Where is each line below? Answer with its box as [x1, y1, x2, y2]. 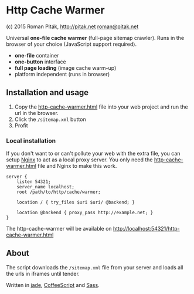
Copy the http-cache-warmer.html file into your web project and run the [14, 103, 189, 110]
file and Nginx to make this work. [38, 163, 117, 170]
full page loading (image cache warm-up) [14, 64, 117, 71]
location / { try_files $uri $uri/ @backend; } [16, 200, 135, 205]
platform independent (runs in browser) [14, 70, 110, 77]
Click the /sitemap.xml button [14, 116, 86, 123]
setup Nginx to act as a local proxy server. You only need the [6, 156, 153, 163]
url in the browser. [14, 109, 59, 116]
